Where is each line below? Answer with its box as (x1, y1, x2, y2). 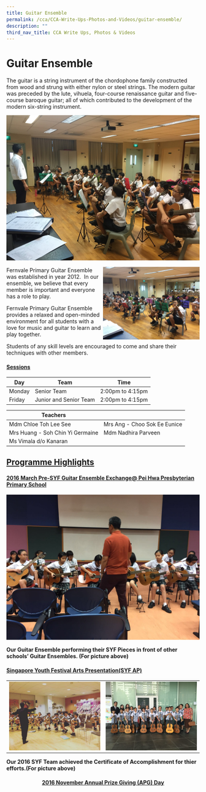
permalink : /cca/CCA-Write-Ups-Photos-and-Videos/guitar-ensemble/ (6, 16, 183, 23)
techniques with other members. (6, 349, 89, 356)
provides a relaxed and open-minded (6, 311, 100, 319)
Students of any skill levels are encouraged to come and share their (6, 343, 177, 350)
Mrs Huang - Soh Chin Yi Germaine (9, 429, 99, 436)
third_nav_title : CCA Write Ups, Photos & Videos (6, 29, 136, 36)
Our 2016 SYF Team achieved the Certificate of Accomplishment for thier (6, 758, 197, 766)
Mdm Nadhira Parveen (103, 429, 161, 436)
